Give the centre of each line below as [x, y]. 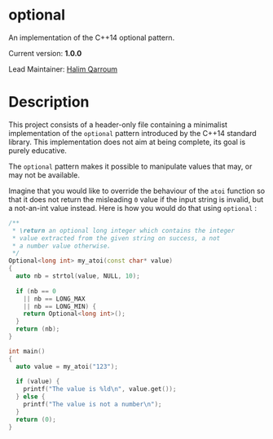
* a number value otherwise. [62, 246]
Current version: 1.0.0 [45, 53]
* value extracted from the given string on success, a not [116, 238]
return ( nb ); [38, 329]
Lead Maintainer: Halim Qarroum [63, 69]
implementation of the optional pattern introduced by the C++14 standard [132, 133]
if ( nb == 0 [36, 291]
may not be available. [44, 175]
